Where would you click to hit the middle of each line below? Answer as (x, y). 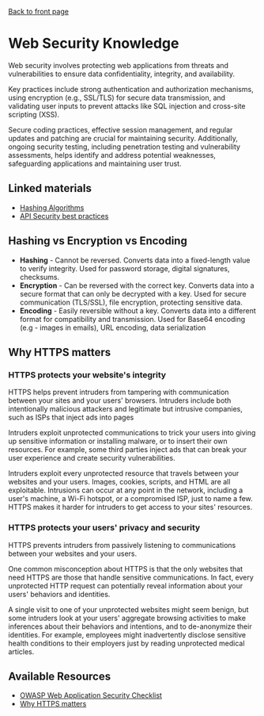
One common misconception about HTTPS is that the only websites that (126, 569)
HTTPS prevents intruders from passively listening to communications (122, 545)
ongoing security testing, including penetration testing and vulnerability (124, 147)
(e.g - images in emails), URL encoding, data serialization (113, 327)
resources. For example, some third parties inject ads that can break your (128, 450)
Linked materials (50, 188)
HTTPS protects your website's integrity (87, 374)
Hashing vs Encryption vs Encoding (98, 241)
